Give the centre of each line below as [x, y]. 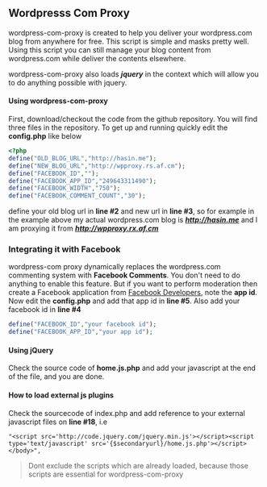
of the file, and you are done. [56, 377]
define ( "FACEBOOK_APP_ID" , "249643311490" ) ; [83, 181]
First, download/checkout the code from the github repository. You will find [133, 119]
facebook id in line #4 [45, 310]
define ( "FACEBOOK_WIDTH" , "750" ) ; [65, 189]
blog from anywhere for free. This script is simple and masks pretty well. [129, 41]
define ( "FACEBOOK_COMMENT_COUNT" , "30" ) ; [77, 196]
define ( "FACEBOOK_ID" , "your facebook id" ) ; [83, 325]
